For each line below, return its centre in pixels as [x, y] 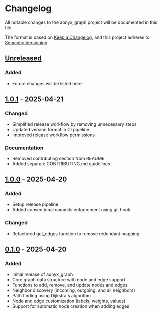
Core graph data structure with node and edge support [69, 280]
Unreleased [24, 59]
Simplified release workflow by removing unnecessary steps [74, 124]
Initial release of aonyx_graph [43, 274]
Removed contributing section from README [58, 158]
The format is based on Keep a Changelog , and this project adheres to [77, 37]
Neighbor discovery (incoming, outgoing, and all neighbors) [74, 290]
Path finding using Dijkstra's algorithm [52, 296]
